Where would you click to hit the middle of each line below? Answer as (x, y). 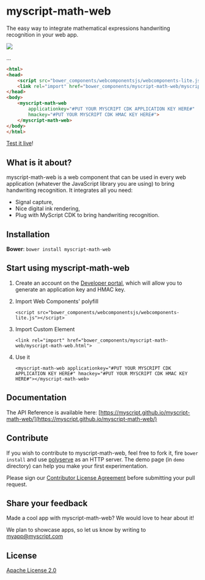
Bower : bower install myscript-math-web (59, 249)
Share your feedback (47, 503)
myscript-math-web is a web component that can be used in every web (96, 177)
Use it (23, 357)
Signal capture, (34, 202)
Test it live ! (20, 143)
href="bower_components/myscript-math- (118, 340)
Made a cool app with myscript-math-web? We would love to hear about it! (100, 518)
